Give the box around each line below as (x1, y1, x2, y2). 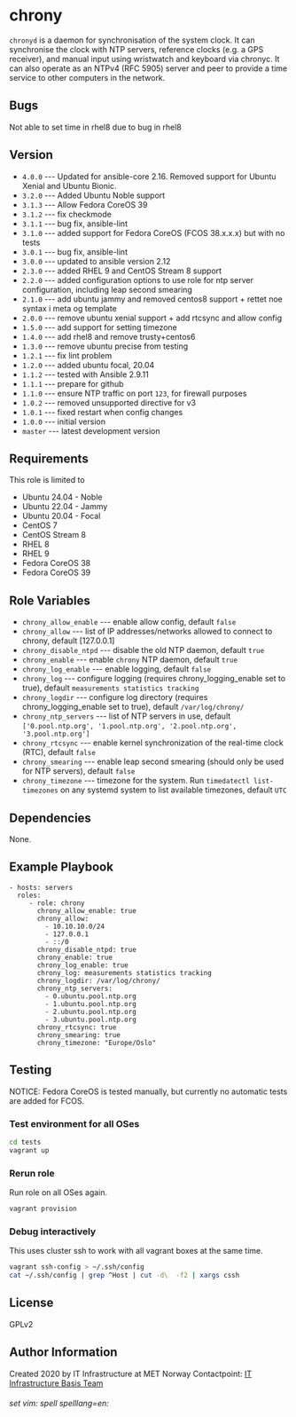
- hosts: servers (9, 883, 74, 892)
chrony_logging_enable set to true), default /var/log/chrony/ (21, 702, 245, 712)
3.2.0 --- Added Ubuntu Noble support (21, 190, 166, 201)
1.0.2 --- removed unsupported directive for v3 (21, 397, 197, 408)
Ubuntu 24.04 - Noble (21, 492, 103, 502)
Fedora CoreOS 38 (21, 558, 91, 569)
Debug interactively (9, 1225, 97, 1238)
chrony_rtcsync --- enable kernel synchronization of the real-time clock (21, 737, 284, 748)
